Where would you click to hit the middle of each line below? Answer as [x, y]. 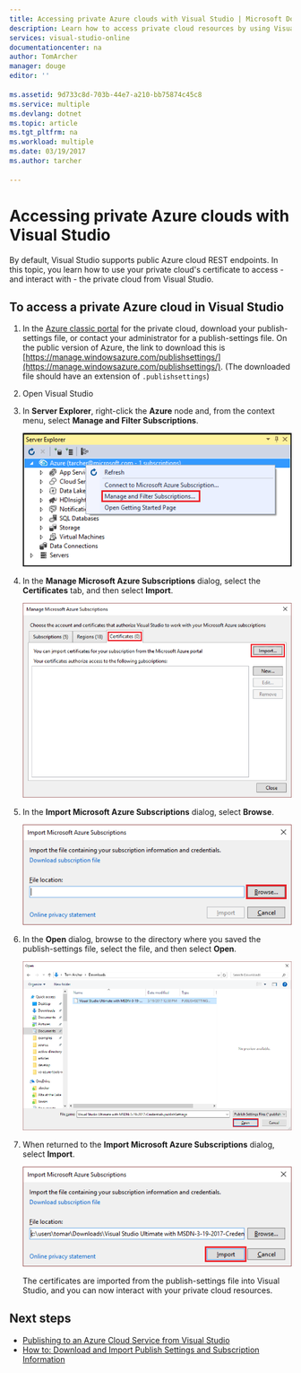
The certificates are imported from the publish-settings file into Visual [151, 1281]
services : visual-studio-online [69, 38]
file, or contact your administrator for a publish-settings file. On [171, 338]
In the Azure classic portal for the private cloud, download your [138, 328]
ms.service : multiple [50, 104]
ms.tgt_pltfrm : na [43, 133]
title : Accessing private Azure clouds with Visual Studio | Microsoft [146, 19]
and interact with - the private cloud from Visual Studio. [112, 279]
